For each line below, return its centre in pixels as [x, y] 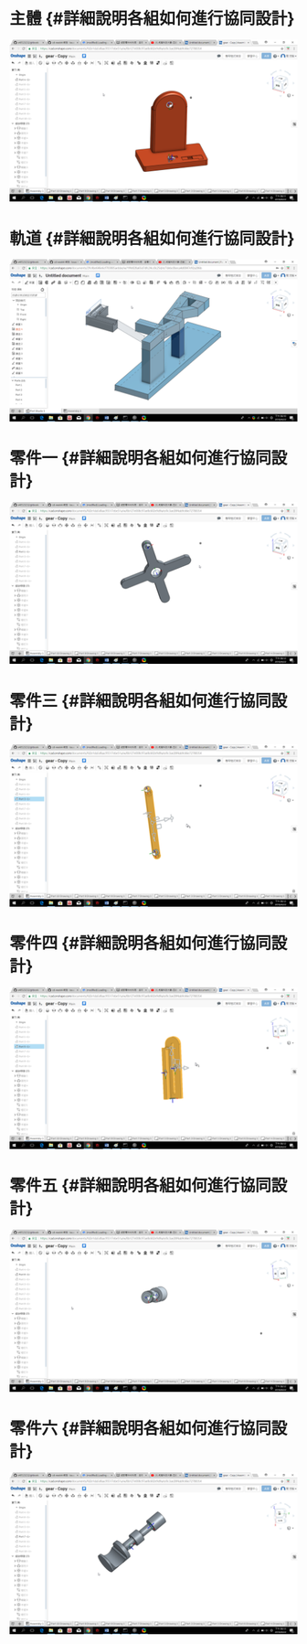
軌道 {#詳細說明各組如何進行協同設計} [152, 238]
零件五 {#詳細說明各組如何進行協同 [140, 1186]
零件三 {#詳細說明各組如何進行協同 [140, 701]
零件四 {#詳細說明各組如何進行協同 [140, 943]
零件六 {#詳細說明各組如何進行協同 [140, 1428]
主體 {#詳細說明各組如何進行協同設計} [152, 19]
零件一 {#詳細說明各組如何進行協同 [140, 459]
